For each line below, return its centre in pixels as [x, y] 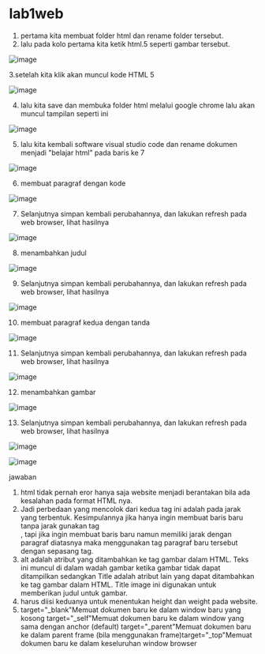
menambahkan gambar [58, 392]
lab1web [36, 14]
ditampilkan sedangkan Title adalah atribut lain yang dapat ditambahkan [137, 576]
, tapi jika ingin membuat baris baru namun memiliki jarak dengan [126, 534]
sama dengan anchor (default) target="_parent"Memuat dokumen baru [136, 626]
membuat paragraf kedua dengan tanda [85, 322]
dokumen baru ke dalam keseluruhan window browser [108, 643]
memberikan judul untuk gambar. [74, 592]
